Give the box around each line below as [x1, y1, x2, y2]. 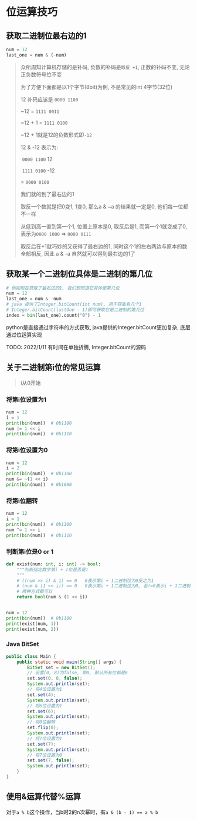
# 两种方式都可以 [16, 588, 53, 595]
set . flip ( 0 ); [27, 725, 59, 731]
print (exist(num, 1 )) [6, 621, 59, 627]
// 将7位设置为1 [27, 736, 63, 741]
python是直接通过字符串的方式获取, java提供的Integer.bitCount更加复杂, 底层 [6, 323, 191, 330]
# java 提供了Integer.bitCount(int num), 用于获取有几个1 [6, 302, 142, 307]
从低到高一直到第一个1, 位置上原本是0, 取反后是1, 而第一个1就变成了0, [20, 223, 188, 230]
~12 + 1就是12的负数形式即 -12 [20, 131, 92, 138]
